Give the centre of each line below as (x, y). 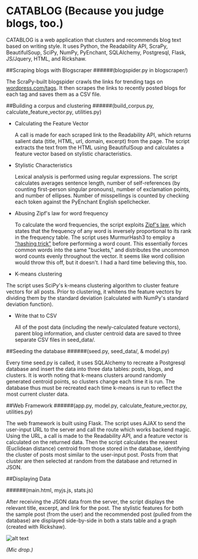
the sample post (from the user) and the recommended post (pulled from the (99, 514)
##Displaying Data (29, 479)
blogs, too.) (35, 23)
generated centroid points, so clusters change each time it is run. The (90, 381)
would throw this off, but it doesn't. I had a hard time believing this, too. (101, 262)
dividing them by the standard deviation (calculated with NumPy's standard (97, 298)
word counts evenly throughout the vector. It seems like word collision (100, 256)
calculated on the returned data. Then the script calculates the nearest (92, 442)
